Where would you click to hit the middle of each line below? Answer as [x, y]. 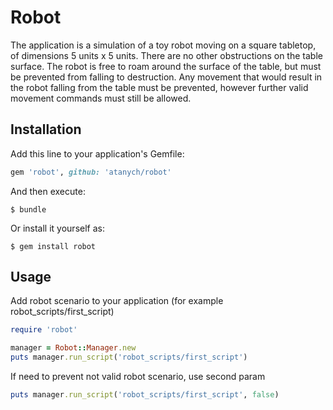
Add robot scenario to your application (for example [117, 301]
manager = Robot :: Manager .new [73, 348]
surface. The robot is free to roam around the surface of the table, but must [166, 66]
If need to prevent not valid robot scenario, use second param [138, 377]
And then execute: [48, 191]
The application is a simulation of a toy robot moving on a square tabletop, [163, 45]
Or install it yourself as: [57, 228]
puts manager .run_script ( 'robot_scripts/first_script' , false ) [145, 395]
